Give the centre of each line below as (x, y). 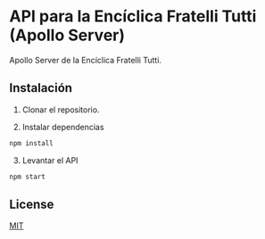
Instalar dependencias (63, 127)
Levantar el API (50, 160)
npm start (28, 177)
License (32, 204)
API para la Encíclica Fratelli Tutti (133, 16)
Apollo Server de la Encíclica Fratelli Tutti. (86, 60)
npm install (31, 143)
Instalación (41, 88)
